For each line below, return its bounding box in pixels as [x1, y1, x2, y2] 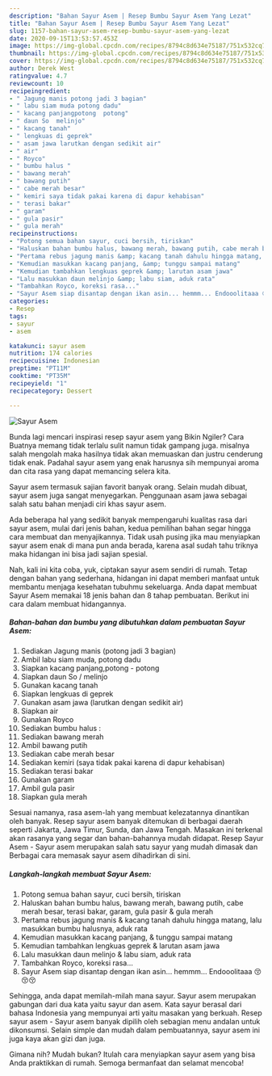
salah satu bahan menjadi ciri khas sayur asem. [9, 498, 166, 509]
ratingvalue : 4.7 [9, 72, 68, 80]
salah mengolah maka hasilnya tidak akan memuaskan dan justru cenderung [9, 449, 263, 459]
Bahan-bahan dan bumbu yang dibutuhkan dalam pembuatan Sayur [9, 617, 245, 627]
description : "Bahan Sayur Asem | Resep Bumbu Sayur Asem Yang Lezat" [9, 11, 252, 20]
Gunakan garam [20, 775, 75, 784]
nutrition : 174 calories [9, 349, 93, 358]
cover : [9, 57, 31, 65]
